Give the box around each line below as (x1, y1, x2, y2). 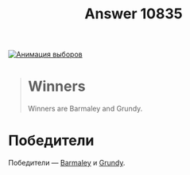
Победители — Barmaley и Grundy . (8, 158, 126, 168)
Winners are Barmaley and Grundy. (27, 104, 143, 114)
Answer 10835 (84, 5, 183, 23)
